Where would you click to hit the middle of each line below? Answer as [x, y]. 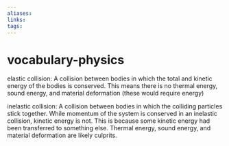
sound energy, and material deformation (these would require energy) [106, 93]
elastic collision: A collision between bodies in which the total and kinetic [110, 78]
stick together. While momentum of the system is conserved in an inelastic [112, 114]
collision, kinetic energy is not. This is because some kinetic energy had [109, 121]
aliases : [20, 13]
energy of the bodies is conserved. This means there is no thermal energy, [112, 86]
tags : [15, 26]
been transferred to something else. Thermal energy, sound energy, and [109, 128]
